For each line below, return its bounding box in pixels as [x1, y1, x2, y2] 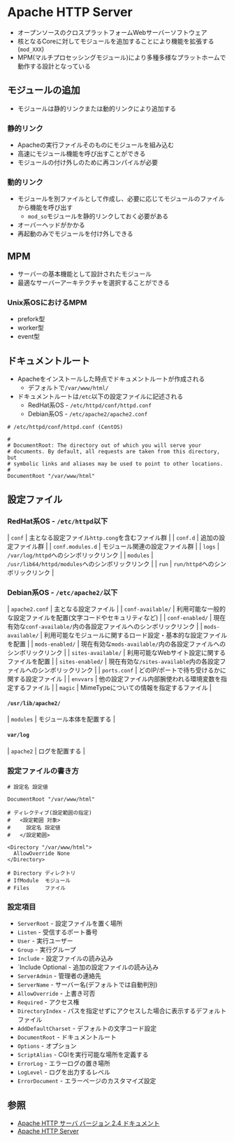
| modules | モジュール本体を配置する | [7, 715, 115, 724]
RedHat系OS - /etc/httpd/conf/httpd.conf [27, 401, 152, 409]
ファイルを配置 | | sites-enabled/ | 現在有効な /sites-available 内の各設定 [7, 657, 220, 665]
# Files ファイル [7, 884, 66, 891]
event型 [17, 332, 41, 341]
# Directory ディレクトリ [7, 869, 76, 877]
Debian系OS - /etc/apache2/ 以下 [7, 587, 118, 597]
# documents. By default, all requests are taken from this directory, [7, 449, 220, 456]
